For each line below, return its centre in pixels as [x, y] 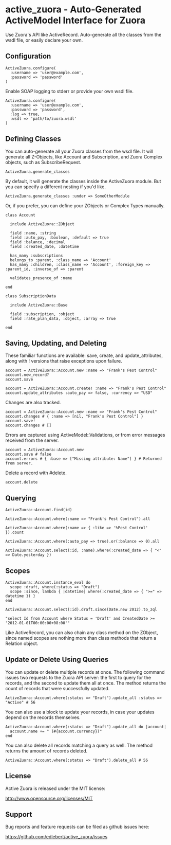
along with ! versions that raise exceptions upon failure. [64, 361]
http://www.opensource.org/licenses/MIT [49, 798]
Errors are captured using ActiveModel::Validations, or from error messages [85, 435]
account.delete [22, 482]
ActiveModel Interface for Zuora [75, 20]
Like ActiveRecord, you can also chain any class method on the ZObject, [82, 633]
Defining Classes [33, 139]
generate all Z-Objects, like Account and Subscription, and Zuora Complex [84, 157]
